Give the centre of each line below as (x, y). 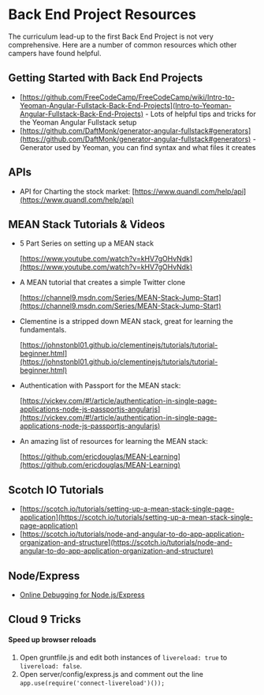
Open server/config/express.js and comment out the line (111, 674)
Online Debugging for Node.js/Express (82, 595)
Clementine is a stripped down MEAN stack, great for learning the (126, 321)
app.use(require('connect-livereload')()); (92, 683)
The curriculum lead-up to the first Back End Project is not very (111, 36)
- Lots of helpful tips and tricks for (201, 114)
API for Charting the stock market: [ (77, 191)
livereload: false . (51, 666)
